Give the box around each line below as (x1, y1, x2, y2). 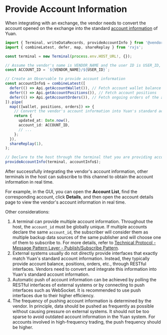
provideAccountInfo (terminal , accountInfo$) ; (5, 159, 101, 165)
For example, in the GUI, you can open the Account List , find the (5, 189, 138, 195)
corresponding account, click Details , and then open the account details (5, 194, 154, 200)
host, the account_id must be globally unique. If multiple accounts (12, 224, 148, 230)
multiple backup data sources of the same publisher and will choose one (12, 234, 162, 240)
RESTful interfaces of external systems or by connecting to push (12, 282, 145, 288)
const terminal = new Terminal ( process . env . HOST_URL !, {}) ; (5, 54, 133, 59)
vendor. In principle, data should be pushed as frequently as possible (12, 303, 154, 309)
